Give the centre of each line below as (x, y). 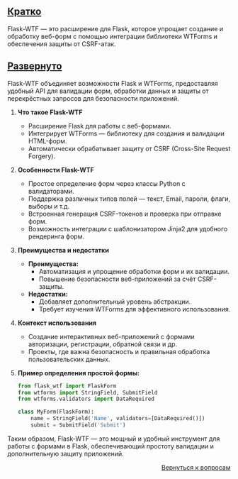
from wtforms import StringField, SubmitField (87, 392)
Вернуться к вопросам (196, 467)
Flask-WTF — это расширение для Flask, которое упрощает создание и (115, 28)
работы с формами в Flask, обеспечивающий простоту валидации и (111, 446)
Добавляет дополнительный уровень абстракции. (115, 302)
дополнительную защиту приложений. (66, 453)
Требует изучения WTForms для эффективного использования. (135, 309)
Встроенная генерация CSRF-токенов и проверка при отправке (125, 214)
